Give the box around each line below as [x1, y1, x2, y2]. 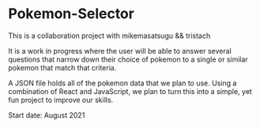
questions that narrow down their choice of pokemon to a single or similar [8, 55, 249, 64]
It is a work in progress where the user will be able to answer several [8, 46, 232, 55]
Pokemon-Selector [8, 5, 134, 23]
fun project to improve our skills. [8, 95, 114, 104]
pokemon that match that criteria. [8, 62, 117, 72]
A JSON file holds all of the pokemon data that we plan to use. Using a [8, 78, 237, 88]
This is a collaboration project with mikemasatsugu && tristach [8, 31, 211, 40]
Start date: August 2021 [8, 110, 85, 119]
